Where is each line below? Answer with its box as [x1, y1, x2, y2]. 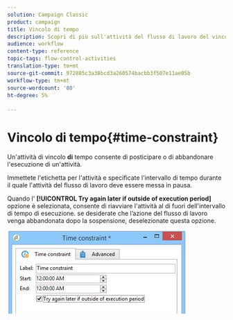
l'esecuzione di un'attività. [7, 160, 83, 169]
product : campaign [7, 18, 60, 26]
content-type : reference [7, 48, 79, 55]
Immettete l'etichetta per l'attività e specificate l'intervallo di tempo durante [7, 174, 222, 182]
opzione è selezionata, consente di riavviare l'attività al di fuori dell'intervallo [7, 202, 225, 210]
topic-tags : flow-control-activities [7, 56, 116, 62]
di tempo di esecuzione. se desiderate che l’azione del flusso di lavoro [7, 209, 208, 218]
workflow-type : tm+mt [7, 77, 70, 84]
